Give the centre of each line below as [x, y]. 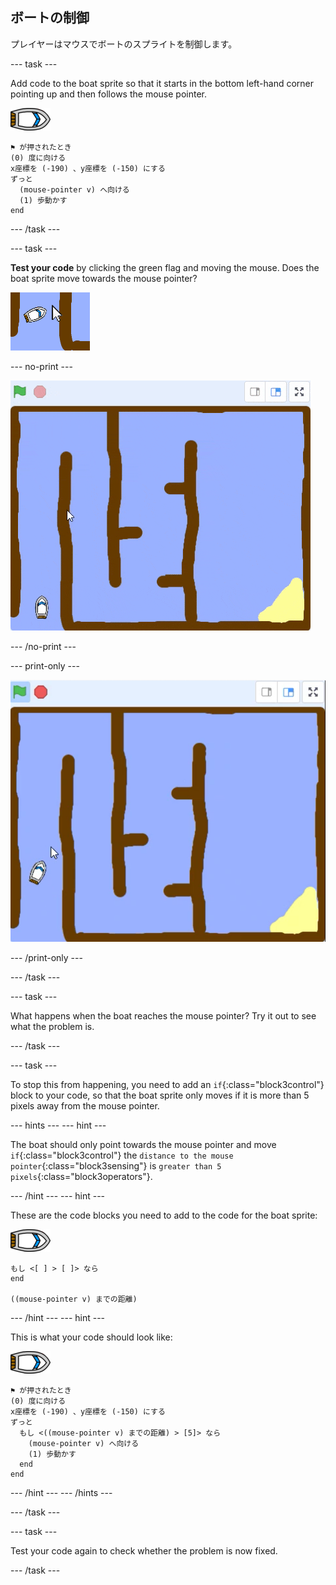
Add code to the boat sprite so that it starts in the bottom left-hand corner [162, 83]
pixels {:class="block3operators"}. [81, 1176]
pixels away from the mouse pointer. [85, 1105]
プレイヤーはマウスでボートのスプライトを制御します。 [124, 44]
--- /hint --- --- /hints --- [61, 1492]
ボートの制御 [50, 18]
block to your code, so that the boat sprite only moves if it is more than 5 [160, 1095]
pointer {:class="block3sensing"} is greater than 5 [116, 1165]
